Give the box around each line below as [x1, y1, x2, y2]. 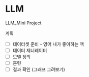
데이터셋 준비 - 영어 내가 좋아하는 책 [12, 41, 84, 47]
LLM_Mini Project [5, 20, 42, 26]
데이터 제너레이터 [12, 48, 47, 53]
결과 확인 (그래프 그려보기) [12, 66, 65, 72]
